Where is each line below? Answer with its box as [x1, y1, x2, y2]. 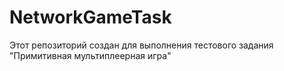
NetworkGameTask [9, 6, 172, 29]
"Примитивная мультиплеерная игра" [9, 49, 172, 61]
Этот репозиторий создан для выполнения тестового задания [9, 39, 274, 51]
